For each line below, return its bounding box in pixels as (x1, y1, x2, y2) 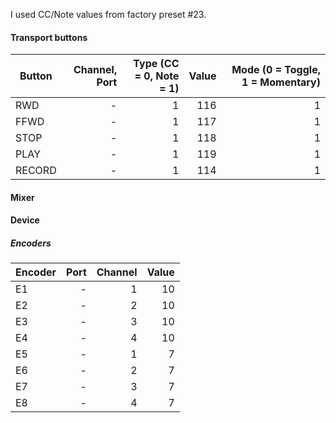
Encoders (10, 237, 52, 249)
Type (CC (133, 57, 180, 71)
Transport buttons (10, 31, 88, 43)
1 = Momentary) (241, 75, 321, 89)
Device (10, 214, 40, 226)
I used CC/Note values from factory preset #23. (10, 9, 207, 20)
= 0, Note (134, 69, 180, 83)
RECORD (15, 164, 57, 178)
